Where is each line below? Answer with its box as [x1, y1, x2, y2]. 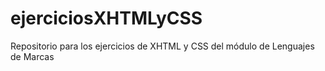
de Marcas [10, 50, 55, 62]
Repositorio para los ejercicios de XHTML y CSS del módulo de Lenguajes [10, 40, 315, 52]
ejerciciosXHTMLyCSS [10, 7, 203, 30]
